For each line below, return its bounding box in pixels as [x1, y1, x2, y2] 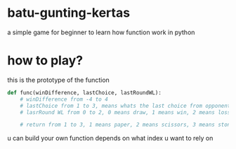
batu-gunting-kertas [7, 5, 131, 21]
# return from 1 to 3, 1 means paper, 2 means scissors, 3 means [20, 121, 216, 129]
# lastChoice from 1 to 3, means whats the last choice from [20, 102, 202, 109]
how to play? [7, 52, 83, 69]
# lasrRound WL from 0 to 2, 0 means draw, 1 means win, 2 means [20, 108, 216, 116]
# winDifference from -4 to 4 [20, 96, 109, 103]
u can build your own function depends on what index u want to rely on [7, 134, 214, 143]
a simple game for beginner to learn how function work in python [7, 28, 195, 36]
